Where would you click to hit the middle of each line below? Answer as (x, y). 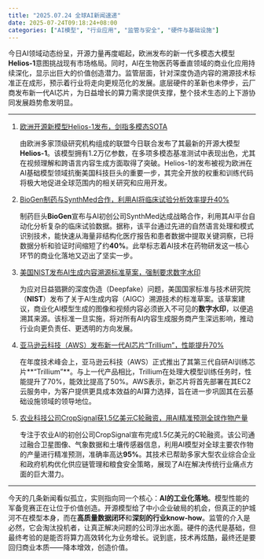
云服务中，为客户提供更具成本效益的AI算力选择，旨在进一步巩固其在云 (133, 391)
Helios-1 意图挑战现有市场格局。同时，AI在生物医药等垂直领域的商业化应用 (128, 63)
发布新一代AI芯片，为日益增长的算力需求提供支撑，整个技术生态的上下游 (132, 93)
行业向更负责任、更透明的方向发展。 (78, 328)
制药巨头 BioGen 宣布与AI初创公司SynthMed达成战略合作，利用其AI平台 (134, 217)
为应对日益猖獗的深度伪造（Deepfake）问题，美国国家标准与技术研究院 (135, 289)
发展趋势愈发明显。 (46, 102)
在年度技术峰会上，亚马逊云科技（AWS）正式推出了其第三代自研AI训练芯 (137, 362)
